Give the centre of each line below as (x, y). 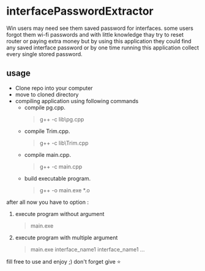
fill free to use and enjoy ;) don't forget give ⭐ (64, 261)
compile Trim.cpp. (47, 131)
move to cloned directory (47, 94)
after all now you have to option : (47, 202)
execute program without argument (60, 214)
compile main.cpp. (48, 154)
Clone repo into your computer (54, 88)
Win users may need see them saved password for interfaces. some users (100, 28)
